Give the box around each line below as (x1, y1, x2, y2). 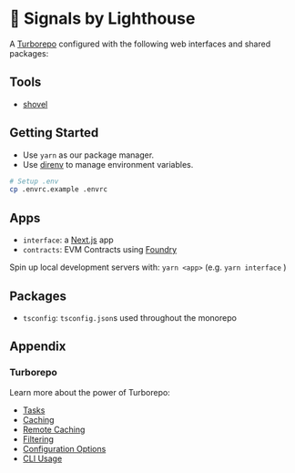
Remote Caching (22, 424, 86, 435)
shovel (22, 98, 48, 109)
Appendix (9, 339, 66, 355)
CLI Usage (22, 453, 63, 464)
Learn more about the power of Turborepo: (9, 386, 170, 397)
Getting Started (9, 125, 99, 140)
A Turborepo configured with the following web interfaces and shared (9, 38, 271, 49)
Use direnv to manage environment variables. (22, 159, 194, 170)
